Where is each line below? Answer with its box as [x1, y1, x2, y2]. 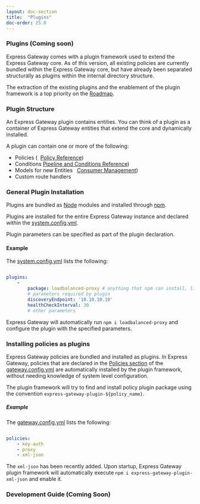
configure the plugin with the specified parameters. [6, 325, 132, 332]
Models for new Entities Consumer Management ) [14, 166, 139, 173]
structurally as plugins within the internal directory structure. [6, 72, 155, 79]
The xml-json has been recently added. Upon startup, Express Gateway [6, 463, 182, 470]
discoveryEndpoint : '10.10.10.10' [27, 296, 113, 303]
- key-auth [17, 441, 44, 447]
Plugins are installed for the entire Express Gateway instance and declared [6, 213, 189, 220]
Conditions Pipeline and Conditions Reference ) [14, 160, 130, 167]
